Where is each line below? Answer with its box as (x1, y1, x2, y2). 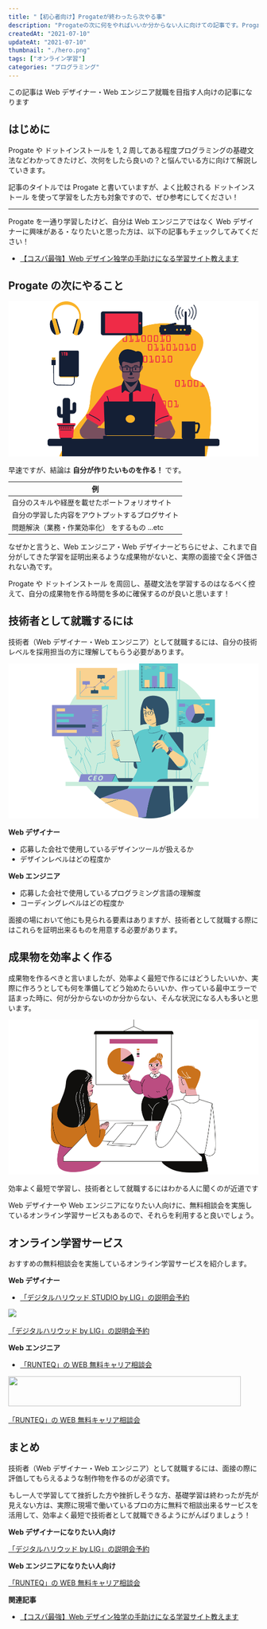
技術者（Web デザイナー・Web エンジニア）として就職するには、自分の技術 (8, 637, 257, 646)
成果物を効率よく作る (8, 951, 113, 964)
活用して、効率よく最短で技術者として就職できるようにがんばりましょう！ (8, 1510, 251, 1520)
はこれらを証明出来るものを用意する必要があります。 (8, 925, 182, 934)
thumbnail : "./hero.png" (8, 46, 91, 55)
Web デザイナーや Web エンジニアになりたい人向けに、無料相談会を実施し (8, 1200, 253, 1211)
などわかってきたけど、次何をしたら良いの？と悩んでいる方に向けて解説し (14, 155, 258, 165)
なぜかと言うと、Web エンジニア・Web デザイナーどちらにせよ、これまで (8, 542, 250, 552)
